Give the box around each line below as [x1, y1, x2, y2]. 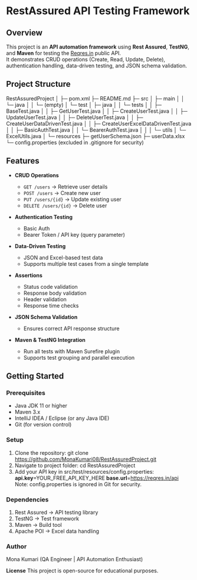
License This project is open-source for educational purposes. [6, 567, 159, 574]
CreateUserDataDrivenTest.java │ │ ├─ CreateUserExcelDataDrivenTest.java [6, 120, 192, 127]
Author [6, 542, 27, 550]
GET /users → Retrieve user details [23, 183, 108, 190]
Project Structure [6, 79, 71, 89]
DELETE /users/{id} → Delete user [23, 202, 107, 209]
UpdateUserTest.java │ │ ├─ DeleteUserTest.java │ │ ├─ [6, 113, 143, 120]
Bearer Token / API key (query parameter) [23, 231, 126, 238]
